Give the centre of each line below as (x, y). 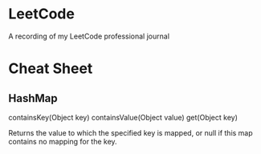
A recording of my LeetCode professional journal (89, 36)
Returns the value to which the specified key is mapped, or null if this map (130, 132)
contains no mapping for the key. (63, 141)
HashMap (33, 98)
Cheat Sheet (51, 69)
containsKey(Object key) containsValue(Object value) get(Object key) (123, 117)
